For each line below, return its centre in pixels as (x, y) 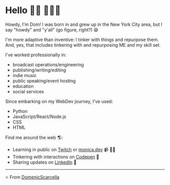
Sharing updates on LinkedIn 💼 (45, 162)
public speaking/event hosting (44, 81)
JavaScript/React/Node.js (39, 117)
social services (28, 91)
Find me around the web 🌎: (34, 137)
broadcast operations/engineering (48, 64)
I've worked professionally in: (36, 55)
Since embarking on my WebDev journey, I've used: (59, 101)
